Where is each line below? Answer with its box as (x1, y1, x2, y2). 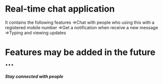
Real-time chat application (5, 3, 115, 15)
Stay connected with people (5, 73, 64, 79)
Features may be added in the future (5, 47, 156, 58)
